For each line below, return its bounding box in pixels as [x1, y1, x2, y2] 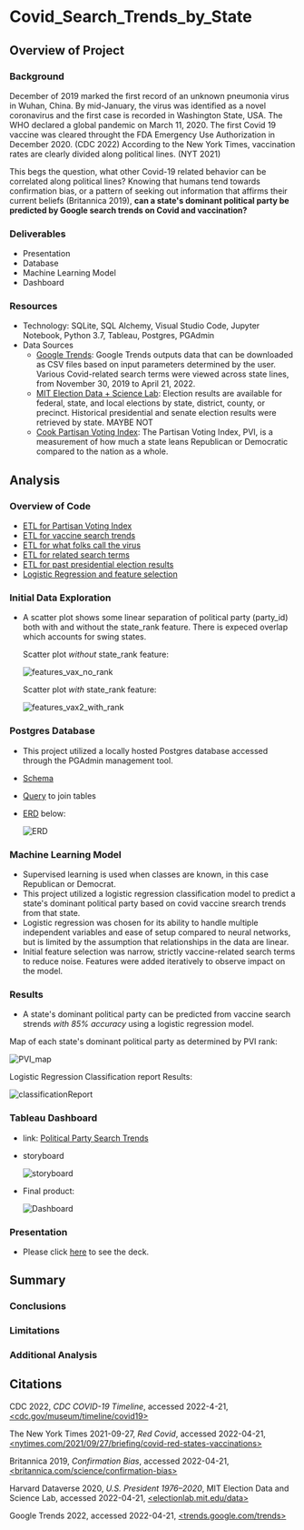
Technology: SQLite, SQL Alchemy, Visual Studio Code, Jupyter [22, 320, 260, 331]
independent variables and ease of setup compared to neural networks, [22, 927, 291, 938]
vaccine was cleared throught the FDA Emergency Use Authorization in [9, 129, 275, 140]
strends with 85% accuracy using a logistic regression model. [22, 1019, 254, 1030]
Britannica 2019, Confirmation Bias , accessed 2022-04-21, [9, 1455, 230, 1466]
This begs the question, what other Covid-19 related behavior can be [9, 166, 267, 176]
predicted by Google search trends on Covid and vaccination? [9, 205, 248, 216]
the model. [22, 966, 64, 977]
